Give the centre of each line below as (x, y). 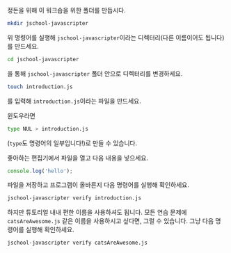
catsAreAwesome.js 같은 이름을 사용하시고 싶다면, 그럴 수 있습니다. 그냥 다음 (111, 221)
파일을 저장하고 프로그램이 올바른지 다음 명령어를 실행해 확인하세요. (98, 185)
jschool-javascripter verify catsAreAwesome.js (78, 243)
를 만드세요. (23, 46)
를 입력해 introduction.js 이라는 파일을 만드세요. (74, 101)
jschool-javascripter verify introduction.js (74, 198)
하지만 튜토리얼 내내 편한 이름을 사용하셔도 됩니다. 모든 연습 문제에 (97, 212)
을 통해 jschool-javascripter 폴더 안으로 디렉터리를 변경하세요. (95, 73)
